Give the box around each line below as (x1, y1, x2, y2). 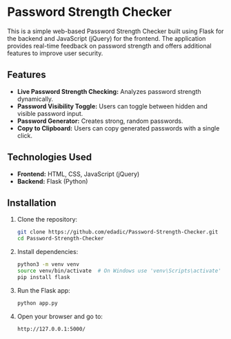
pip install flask (17, 273, 70, 280)
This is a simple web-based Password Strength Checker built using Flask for (7, 27, 224, 35)
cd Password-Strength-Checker (17, 235, 105, 242)
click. (17, 131, 33, 139)
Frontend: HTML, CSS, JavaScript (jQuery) (17, 170, 140, 178)
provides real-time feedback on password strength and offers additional (7, 41, 212, 50)
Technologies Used (7, 151, 92, 163)
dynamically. (17, 95, 54, 103)
